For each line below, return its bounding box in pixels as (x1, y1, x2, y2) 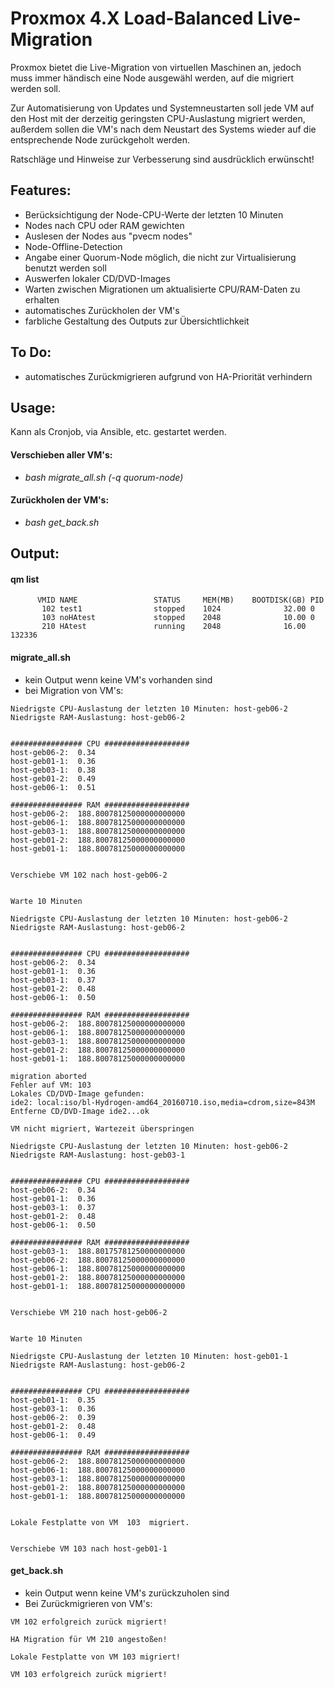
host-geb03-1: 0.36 (10, 1403, 97, 1414)
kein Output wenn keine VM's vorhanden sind (24, 673, 213, 686)
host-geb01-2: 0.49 (10, 773, 97, 784)
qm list (10, 573, 40, 585)
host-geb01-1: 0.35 (10, 1395, 97, 1405)
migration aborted (10, 1071, 87, 1081)
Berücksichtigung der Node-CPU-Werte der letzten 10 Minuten (24, 208, 284, 221)
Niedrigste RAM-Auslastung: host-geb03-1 (10, 1150, 186, 1160)
